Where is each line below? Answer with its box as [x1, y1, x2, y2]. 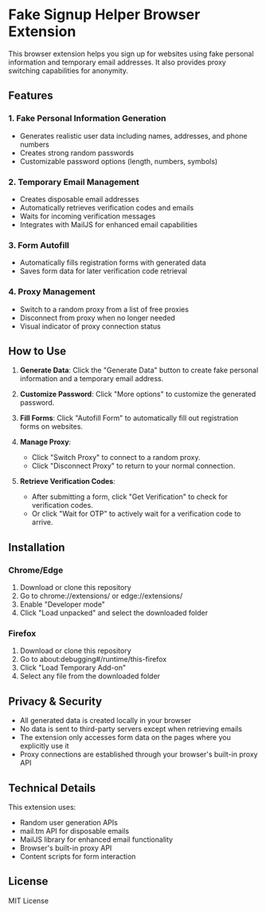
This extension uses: [8, 802, 76, 812]
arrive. [31, 517, 53, 527]
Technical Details [8, 781, 96, 795]
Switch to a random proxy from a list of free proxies [19, 305, 190, 314]
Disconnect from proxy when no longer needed [19, 313, 175, 322]
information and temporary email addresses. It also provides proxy [8, 57, 227, 67]
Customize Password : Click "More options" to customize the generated [19, 389, 256, 399]
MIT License [8, 895, 49, 906]
